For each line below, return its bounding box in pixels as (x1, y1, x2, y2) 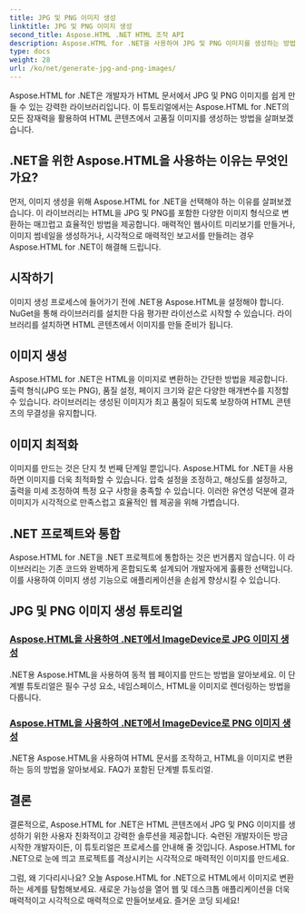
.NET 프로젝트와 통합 (9, 526, 121, 541)
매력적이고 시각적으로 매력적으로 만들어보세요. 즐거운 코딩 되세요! (9, 895, 241, 906)
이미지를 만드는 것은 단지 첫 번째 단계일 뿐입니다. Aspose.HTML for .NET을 (9, 463, 277, 474)
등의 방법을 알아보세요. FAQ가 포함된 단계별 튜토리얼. (25, 763, 213, 774)
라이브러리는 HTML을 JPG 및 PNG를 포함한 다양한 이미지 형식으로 (44, 207, 280, 218)
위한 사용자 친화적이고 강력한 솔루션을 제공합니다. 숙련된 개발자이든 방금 (33, 830, 289, 840)
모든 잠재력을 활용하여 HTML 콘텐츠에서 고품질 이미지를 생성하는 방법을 (9, 113, 263, 123)
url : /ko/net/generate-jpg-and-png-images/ (9, 64, 177, 74)
